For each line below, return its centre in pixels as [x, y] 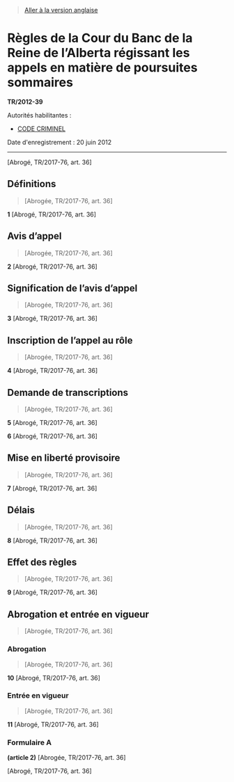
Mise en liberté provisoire [64, 458]
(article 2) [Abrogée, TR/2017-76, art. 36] [67, 758]
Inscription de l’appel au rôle [70, 340]
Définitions [32, 184]
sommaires [40, 82]
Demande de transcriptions [68, 392]
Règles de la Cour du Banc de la [100, 38]
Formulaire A [30, 742]
